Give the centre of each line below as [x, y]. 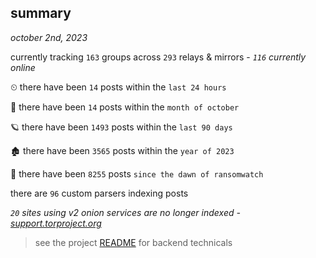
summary [41, 13]
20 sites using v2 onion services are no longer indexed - [125, 212]
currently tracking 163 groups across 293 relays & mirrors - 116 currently [158, 57]
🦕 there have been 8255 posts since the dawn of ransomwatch [137, 173]
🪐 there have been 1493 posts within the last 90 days [121, 127]
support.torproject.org [56, 223]
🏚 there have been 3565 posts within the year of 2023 [122, 150]
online [23, 67]
